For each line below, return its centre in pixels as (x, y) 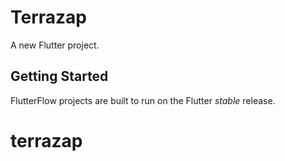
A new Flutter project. (55, 45)
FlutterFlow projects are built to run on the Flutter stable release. (143, 100)
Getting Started (59, 76)
